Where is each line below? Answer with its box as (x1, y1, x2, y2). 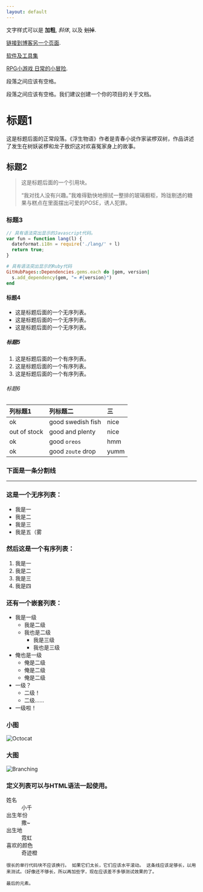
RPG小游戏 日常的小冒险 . (6, 65, 68, 72)
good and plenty (49, 427, 96, 435)
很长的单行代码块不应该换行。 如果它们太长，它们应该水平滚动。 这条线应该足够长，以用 (6, 862, 196, 868)
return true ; (11, 247, 45, 253)
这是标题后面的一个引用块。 (21, 179, 91, 186)
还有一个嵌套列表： (6, 598, 62, 607)
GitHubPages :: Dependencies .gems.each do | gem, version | (6, 269, 150, 275)
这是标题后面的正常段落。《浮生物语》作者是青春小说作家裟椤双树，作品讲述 (6, 135, 195, 142)
